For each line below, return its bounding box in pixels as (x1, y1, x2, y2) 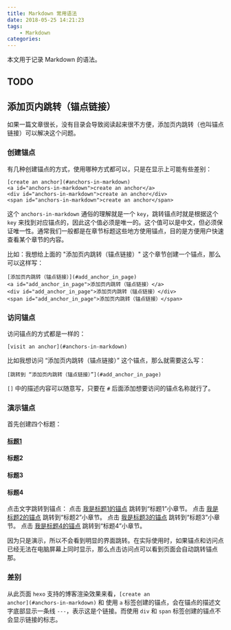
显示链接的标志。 (12, 615, 62, 623)
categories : (7, 36, 41, 43)
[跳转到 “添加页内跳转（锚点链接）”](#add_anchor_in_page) (7, 371, 162, 378)
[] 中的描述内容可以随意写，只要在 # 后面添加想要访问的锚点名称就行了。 (7, 384, 214, 392)
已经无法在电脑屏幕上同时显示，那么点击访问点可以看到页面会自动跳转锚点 (7, 545, 218, 554)
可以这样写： (7, 259, 43, 267)
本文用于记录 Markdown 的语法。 (7, 56, 101, 64)
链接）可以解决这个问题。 (7, 129, 80, 138)
